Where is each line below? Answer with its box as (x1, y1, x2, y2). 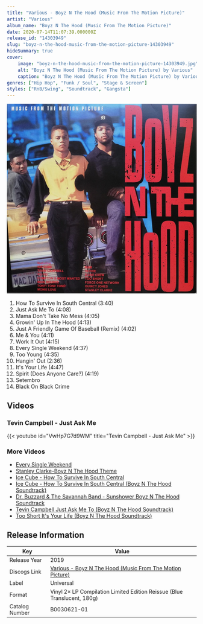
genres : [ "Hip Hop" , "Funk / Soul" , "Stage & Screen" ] (7, 80, 148, 86)
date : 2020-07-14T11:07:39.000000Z (7, 29, 96, 35)
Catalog (9, 602, 29, 610)
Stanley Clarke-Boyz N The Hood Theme (15, 468, 117, 475)
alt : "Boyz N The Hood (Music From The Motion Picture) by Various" (17, 67, 193, 73)
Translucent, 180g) (50, 594, 98, 602)
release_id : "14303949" (7, 35, 67, 42)
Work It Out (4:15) (15, 338, 60, 345)
